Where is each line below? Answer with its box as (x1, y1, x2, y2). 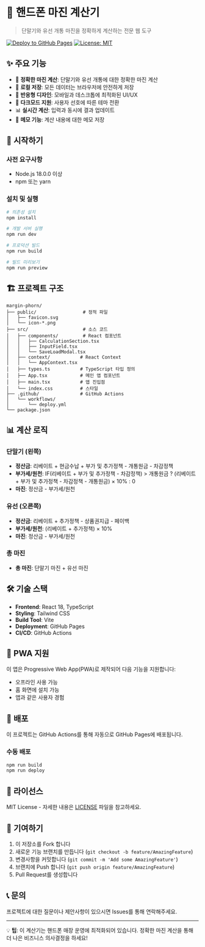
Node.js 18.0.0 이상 (15, 170, 63, 178)
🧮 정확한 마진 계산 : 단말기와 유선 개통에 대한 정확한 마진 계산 (15, 76, 159, 83)
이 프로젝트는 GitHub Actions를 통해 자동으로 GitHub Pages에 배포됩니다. (6, 731, 183, 738)
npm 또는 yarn (15, 178, 51, 185)
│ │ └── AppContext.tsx (6, 359, 78, 365)
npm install (6, 214, 37, 221)
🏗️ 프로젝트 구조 (6, 283, 64, 294)
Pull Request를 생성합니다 (15, 871, 78, 878)
